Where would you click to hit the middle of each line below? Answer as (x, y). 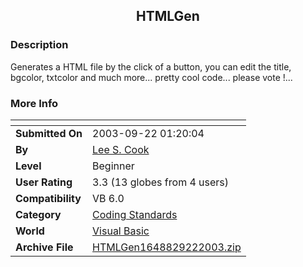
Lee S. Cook (121, 149)
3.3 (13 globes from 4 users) (161, 182)
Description (39, 45)
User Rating (44, 182)
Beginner (113, 166)
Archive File (44, 247)
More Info (34, 103)
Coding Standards (135, 214)
